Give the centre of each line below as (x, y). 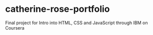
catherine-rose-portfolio (58, 9)
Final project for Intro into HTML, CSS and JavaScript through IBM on (76, 23)
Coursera (15, 28)
